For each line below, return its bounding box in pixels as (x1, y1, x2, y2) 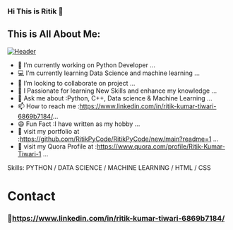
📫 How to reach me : (17, 102, 80, 110)
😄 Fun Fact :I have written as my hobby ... (17, 120, 141, 128)
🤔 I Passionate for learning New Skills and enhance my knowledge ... (17, 86, 217, 95)
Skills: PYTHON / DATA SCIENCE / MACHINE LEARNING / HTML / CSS (7, 163, 212, 172)
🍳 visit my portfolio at (17, 127, 80, 135)
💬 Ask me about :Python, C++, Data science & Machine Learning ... (17, 93, 213, 102)
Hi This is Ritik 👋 (7, 6, 64, 16)
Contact (7, 188, 56, 204)
